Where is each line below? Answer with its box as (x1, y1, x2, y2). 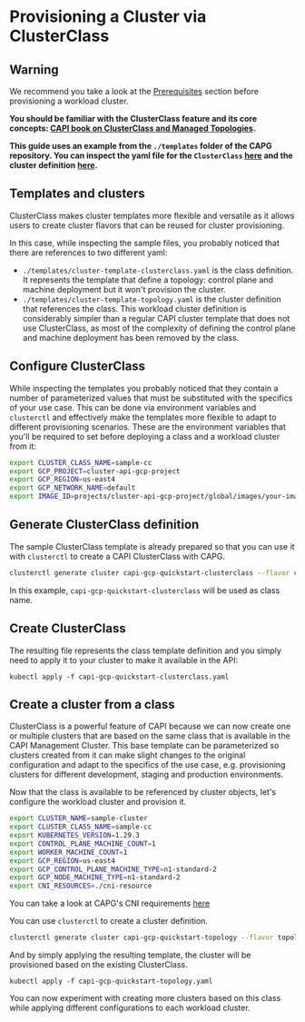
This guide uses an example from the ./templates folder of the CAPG (9, 141, 272, 151)
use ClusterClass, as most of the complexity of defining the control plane (22, 322, 296, 333)
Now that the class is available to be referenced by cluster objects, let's (9, 787, 277, 798)
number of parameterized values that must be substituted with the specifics (9, 392, 293, 403)
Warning (9, 62, 59, 77)
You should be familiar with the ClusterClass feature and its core (9, 114, 257, 124)
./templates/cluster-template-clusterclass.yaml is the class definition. (22, 264, 294, 275)
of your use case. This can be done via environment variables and (9, 402, 257, 412)
